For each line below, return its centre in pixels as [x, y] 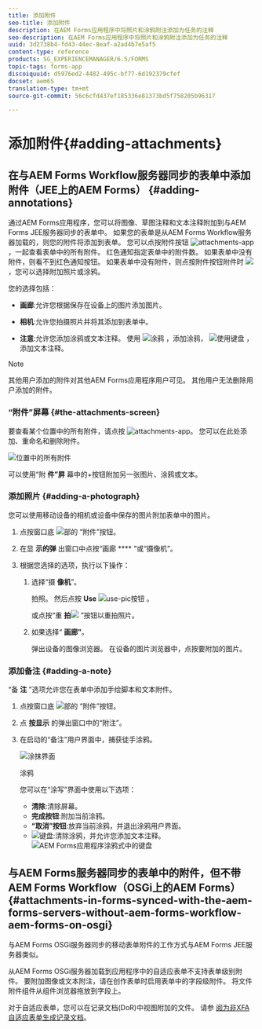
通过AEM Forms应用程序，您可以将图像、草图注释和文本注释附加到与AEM [127, 223]
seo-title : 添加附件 [39, 23]
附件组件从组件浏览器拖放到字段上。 [67, 991]
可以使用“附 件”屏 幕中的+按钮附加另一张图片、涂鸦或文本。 [105, 474]
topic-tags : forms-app [45, 67]
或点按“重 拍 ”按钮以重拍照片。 [85, 615]
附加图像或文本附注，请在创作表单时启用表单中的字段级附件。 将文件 [141, 981]
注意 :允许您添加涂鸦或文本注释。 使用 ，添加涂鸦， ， [136, 339]
